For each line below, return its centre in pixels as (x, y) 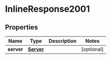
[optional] (93, 49)
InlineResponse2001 (48, 9)
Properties (22, 27)
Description (63, 41)
